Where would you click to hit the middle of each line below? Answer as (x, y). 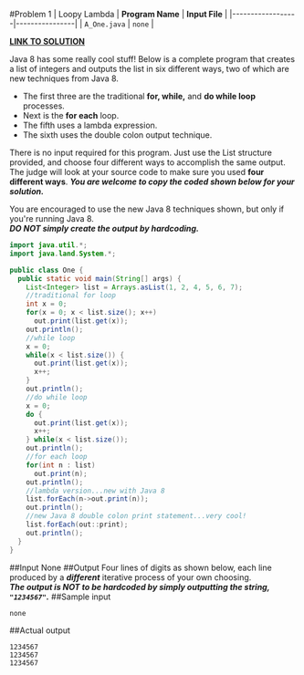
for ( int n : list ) (61, 465)
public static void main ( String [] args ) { (100, 278)
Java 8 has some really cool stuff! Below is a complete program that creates (152, 59)
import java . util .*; (49, 245)
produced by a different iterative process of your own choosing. (131, 577)
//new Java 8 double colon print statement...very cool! (136, 516)
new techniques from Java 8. (64, 78)
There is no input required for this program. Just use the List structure (141, 152)
